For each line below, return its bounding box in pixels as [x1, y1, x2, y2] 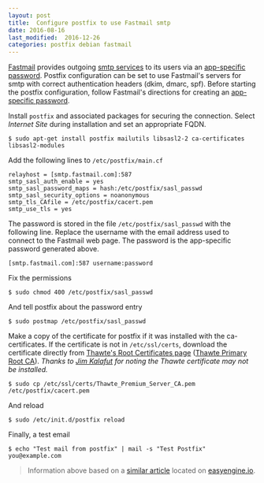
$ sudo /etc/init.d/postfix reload [8, 416, 125, 424]
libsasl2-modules [8, 142, 65, 150]
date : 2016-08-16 [8, 26, 65, 34]
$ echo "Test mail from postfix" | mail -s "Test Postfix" [8, 445, 206, 453]
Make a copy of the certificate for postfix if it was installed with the [8, 332, 225, 341]
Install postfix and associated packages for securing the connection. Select [8, 111, 255, 121]
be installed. [8, 365, 49, 374]
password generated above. [8, 244, 100, 254]
